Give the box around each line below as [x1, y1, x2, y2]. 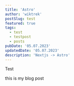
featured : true [5, 21, 36, 26]
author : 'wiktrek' [5, 12, 42, 17]
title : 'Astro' [5, 7, 36, 12]
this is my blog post [5, 75, 44, 81]
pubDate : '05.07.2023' [5, 43, 51, 48]
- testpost [9, 35, 31, 40]
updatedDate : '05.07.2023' [5, 48, 59, 53]
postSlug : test [5, 16, 36, 21]
